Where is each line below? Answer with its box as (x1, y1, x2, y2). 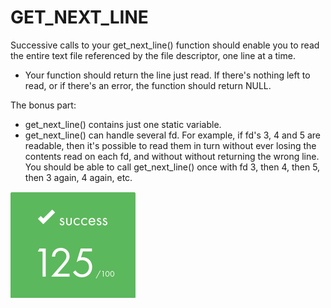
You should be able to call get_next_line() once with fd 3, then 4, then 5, (24, 161, 321, 173)
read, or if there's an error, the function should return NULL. (24, 79, 272, 91)
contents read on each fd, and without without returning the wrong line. (24, 150, 320, 162)
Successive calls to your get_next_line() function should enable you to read (10, 39, 320, 51)
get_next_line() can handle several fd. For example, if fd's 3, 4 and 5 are (24, 129, 321, 141)
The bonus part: (10, 99, 77, 111)
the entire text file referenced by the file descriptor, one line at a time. (10, 49, 296, 61)
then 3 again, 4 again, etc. (24, 171, 133, 183)
